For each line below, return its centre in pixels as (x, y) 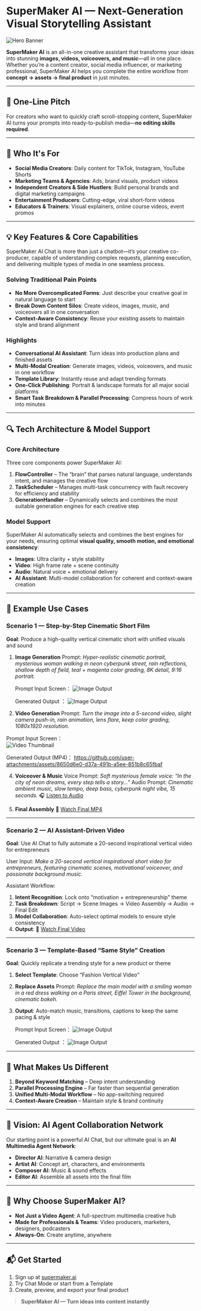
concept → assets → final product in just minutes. (68, 77)
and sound (19, 645)
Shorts (23, 174)
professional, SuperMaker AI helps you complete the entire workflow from (97, 71)
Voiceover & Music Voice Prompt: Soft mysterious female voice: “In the (103, 776)
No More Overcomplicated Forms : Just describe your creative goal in (101, 293)
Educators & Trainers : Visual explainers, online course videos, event (99, 206)
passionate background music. (45, 874)
